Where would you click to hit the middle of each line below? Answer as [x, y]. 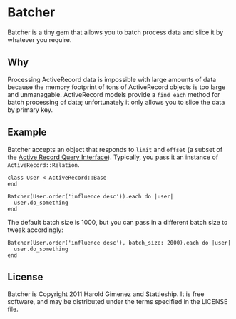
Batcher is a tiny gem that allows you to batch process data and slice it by [116, 32]
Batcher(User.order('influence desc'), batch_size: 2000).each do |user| [119, 243]
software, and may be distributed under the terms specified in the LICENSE [118, 302]
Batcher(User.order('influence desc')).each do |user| [91, 196]
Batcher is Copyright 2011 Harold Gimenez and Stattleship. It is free [106, 294]
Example [27, 132]
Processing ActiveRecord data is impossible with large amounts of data [112, 79]
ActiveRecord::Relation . [43, 164]
